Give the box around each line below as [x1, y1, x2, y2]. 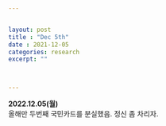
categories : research [8, 48, 80, 56]
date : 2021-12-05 [8, 41, 69, 49]
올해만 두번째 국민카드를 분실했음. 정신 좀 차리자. [8, 109, 159, 119]
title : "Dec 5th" [8, 33, 69, 41]
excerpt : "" [8, 55, 48, 64]
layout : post [8, 26, 52, 33]
